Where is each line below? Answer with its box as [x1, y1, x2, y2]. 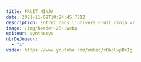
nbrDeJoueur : [6, 36, 38, 42]
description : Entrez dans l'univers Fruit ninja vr [6, 19, 135, 25]
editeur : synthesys [6, 31, 54, 37]
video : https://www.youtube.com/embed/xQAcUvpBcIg [6, 47, 133, 53]
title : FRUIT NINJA [6, 8, 54, 15]
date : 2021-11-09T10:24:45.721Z [6, 14, 85, 20]
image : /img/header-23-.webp [6, 25, 78, 31]
